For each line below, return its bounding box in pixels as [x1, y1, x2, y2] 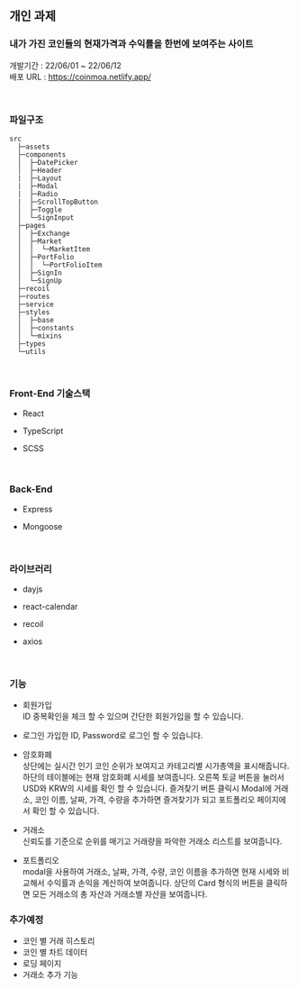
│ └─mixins [17, 331, 63, 340]
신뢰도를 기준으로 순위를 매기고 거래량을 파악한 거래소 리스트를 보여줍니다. [22, 836, 283, 847]
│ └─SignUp [17, 276, 63, 286]
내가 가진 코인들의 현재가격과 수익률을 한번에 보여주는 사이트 [9, 38, 254, 50]
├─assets [17, 142, 50, 151]
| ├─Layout [17, 174, 63, 183]
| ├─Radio [17, 189, 59, 198]
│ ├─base [17, 315, 54, 324]
